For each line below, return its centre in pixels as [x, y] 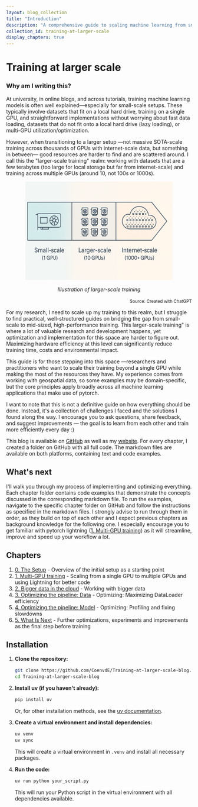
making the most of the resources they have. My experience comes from [95, 374]
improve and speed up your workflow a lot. [58, 537]
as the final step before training [53, 626]
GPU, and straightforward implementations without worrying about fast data [98, 118]
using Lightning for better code [52, 582]
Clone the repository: [41, 659]
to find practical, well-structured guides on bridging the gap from [85, 319]
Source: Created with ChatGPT [161, 302]
